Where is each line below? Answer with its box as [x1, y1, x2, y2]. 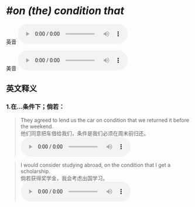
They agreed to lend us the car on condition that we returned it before [20, 116, 189, 123]
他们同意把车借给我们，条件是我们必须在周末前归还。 [20, 129, 149, 136]
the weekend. [20, 122, 54, 130]
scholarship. [20, 168, 51, 175]
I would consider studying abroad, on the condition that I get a [20, 161, 171, 168]
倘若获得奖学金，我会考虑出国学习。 [20, 175, 108, 182]
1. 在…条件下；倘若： [6, 103, 65, 111]
